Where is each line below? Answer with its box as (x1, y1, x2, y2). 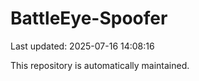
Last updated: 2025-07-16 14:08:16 (10, 40, 155, 52)
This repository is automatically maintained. (10, 59, 190, 71)
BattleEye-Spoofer (10, 7, 168, 30)
